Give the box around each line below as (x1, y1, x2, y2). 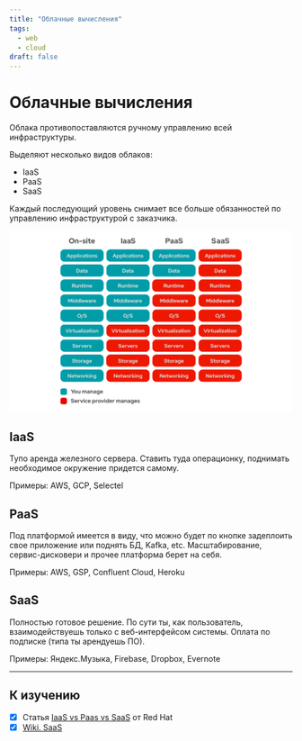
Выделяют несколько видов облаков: (9, 149, 153, 160)
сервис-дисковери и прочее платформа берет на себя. (9, 549, 222, 560)
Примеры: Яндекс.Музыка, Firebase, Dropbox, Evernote (9, 653, 221, 664)
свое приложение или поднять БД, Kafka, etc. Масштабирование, (9, 540, 262, 551)
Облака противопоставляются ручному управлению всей (9, 122, 233, 133)
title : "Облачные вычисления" (9, 14, 123, 23)
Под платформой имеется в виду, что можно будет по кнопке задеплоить (9, 530, 293, 541)
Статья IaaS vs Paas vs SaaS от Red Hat (22, 711, 173, 722)
